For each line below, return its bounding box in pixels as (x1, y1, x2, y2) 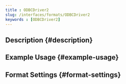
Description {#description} (5, 36, 93, 44)
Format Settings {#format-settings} (5, 70, 121, 79)
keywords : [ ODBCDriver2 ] (5, 17, 60, 22)
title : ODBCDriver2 (5, 7, 49, 13)
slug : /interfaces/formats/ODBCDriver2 (5, 12, 90, 17)
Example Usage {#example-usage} (5, 53, 119, 62)
